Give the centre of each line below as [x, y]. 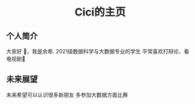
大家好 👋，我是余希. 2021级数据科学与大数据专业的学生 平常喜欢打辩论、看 [98, 51]
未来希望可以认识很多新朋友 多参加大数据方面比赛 [67, 94]
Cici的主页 [100, 12]
